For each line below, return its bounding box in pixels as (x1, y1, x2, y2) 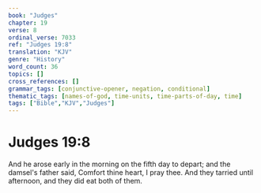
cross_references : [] (8, 77, 80, 85)
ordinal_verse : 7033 (8, 33, 77, 42)
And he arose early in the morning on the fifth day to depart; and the (8, 159, 231, 169)
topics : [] (8, 70, 44, 78)
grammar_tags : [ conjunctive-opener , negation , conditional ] (8, 84, 211, 93)
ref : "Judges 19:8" (8, 41, 73, 49)
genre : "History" (8, 56, 66, 64)
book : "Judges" (8, 11, 59, 20)
